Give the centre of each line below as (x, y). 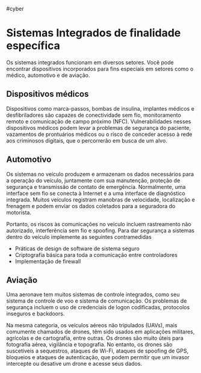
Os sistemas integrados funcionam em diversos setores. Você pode (90, 62)
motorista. (19, 212)
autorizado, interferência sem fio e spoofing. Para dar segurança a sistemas (100, 230)
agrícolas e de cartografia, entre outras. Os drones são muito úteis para (95, 338)
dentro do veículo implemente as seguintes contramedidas (79, 236)
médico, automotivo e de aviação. (48, 75)
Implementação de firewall (48, 261)
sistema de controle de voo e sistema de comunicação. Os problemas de (97, 301)
